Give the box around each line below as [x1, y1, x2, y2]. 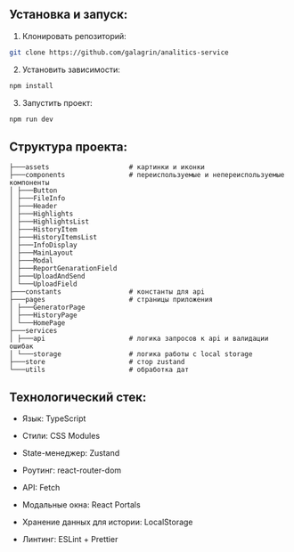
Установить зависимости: [21, 64, 120, 75]
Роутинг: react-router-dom [21, 465, 122, 475]
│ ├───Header [9, 202, 58, 211]
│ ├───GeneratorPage [9, 303, 86, 313]
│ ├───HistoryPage [9, 311, 78, 320]
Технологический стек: [9, 389, 147, 404]
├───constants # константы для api [9, 288, 205, 296]
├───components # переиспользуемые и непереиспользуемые [9, 171, 285, 180]
